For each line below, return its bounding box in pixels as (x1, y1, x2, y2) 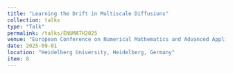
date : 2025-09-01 (7, 42, 58, 49)
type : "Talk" (7, 23, 45, 30)
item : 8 (7, 56, 30, 63)
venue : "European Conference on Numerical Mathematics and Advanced (7, 36, 209, 43)
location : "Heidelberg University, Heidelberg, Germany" (7, 49, 175, 56)
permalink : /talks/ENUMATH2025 (7, 29, 98, 37)
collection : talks (7, 17, 60, 24)
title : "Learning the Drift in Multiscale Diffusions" (7, 10, 169, 17)
